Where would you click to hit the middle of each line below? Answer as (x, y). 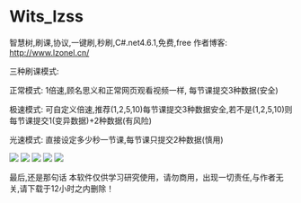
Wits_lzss (46, 17)
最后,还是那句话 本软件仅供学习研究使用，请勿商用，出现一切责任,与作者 (143, 177)
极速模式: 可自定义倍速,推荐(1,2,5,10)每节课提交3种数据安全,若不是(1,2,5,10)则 (151, 109)
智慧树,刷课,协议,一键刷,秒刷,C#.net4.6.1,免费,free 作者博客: (118, 42)
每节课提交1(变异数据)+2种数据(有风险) (81, 120)
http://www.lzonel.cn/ (49, 52)
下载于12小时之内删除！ (71, 188)
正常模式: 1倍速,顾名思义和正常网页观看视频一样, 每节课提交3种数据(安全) (144, 90)
